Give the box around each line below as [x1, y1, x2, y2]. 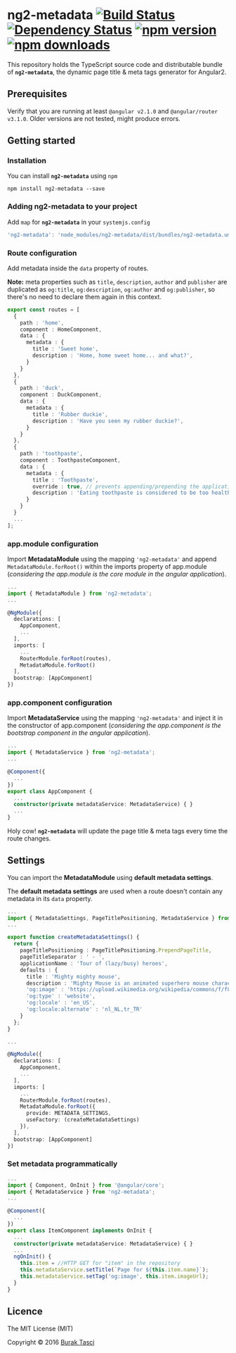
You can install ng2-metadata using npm [7, 172, 118, 180]
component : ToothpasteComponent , [20, 457, 121, 464]
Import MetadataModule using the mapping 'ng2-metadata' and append [7, 555, 217, 563]
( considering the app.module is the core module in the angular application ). [7, 569, 227, 578]
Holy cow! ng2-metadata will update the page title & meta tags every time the [7, 827, 228, 835]
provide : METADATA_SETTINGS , [25, 1109, 112, 1117]
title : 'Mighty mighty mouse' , [25, 973, 121, 980]
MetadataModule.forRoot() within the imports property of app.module [7, 562, 207, 570]
